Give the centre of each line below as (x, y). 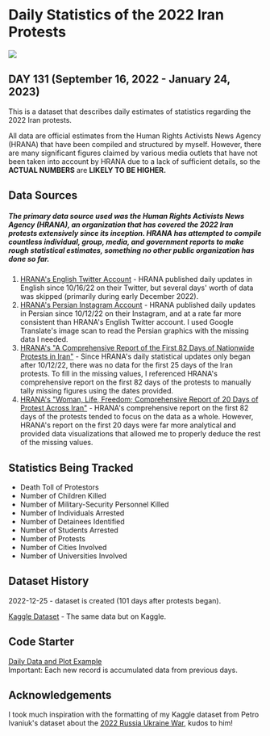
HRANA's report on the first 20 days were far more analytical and (128, 425)
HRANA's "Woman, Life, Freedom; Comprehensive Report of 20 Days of (139, 400)
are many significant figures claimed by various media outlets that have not (133, 153)
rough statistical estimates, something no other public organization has (132, 250)
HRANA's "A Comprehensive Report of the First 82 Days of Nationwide (137, 348)
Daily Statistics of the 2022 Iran (116, 15)
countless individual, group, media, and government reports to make (126, 242)
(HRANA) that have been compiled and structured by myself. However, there (135, 144)
